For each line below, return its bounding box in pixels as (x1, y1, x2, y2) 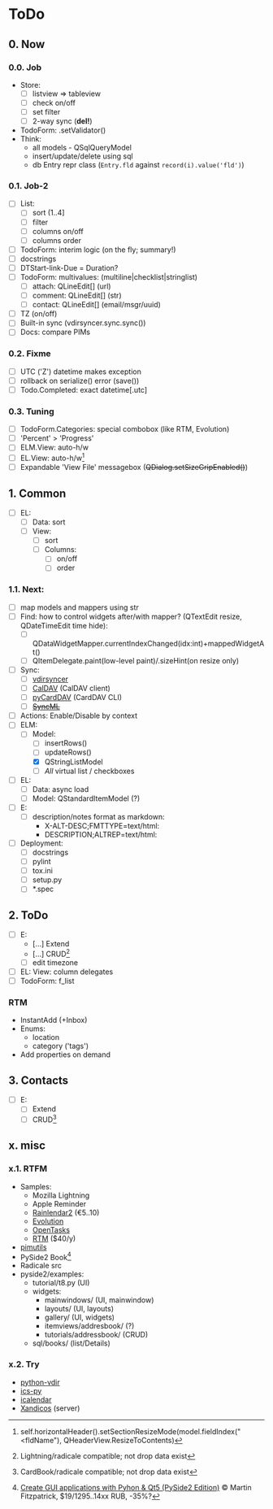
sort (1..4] (32, 208, 65, 218)
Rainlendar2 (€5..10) (32, 1207, 100, 1217)
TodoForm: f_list (19, 976, 75, 985)
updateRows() (44, 747, 92, 757)
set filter (32, 107, 61, 116)
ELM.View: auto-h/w (19, 442, 89, 452)
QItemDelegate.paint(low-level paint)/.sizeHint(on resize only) (32, 655, 240, 665)
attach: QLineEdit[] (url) (32, 281, 111, 291)
